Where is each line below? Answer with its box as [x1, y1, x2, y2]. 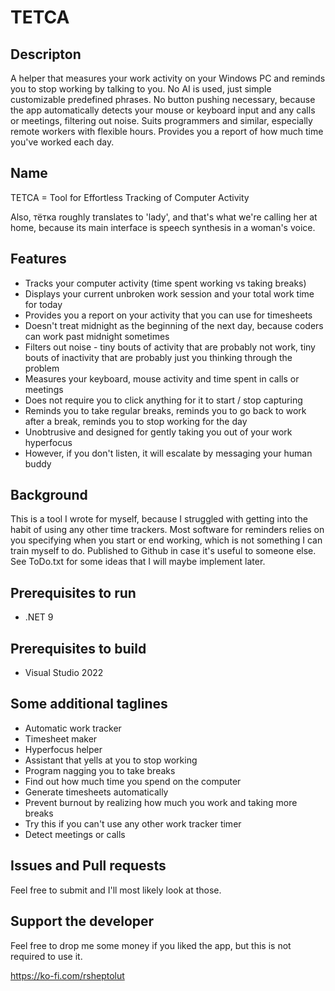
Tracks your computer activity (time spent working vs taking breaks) [24, 277, 307, 289]
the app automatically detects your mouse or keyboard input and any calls [10, 104, 316, 116]
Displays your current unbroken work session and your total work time [24, 287, 315, 300]
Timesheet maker [24, 732, 98, 745]
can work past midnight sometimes [24, 330, 170, 342]
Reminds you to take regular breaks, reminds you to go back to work [24, 404, 307, 416]
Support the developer [10, 913, 155, 930]
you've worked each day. [10, 136, 115, 148]
